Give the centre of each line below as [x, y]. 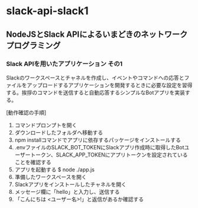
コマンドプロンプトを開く [46, 125]
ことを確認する [33, 162]
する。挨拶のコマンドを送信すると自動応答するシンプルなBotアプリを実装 [95, 92]
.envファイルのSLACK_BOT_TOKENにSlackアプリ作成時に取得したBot [99, 147]
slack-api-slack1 [47, 11]
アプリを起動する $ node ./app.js [54, 169]
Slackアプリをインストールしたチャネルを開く [71, 184]
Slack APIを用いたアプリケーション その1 [64, 63]
